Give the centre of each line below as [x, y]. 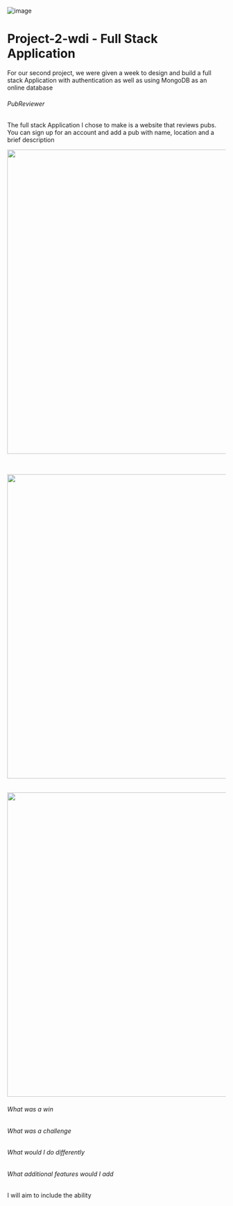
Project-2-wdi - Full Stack [83, 39]
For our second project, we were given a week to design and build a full [109, 72]
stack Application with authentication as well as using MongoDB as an [107, 80]
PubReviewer [26, 104]
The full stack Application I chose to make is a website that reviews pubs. [112, 125]
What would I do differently [46, 1152]
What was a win [30, 1109]
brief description [31, 140]
